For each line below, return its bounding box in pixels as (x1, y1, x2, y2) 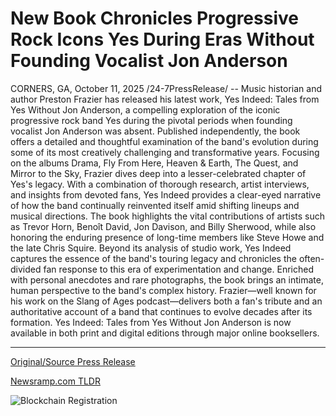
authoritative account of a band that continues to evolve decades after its (10, 305, 313, 317)
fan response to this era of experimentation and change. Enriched (43, 263, 314, 275)
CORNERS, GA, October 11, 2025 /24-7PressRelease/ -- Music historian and (10, 82, 322, 94)
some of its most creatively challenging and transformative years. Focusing (10, 146, 320, 158)
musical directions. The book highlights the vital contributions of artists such (10, 210, 326, 222)
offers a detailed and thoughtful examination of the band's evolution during (10, 135, 319, 147)
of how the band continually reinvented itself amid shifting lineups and (10, 199, 300, 211)
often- (298, 252, 325, 264)
